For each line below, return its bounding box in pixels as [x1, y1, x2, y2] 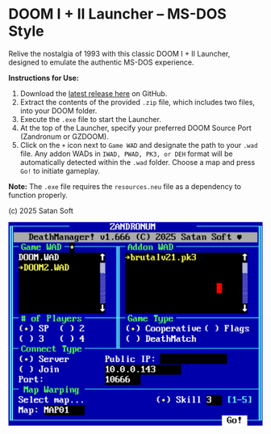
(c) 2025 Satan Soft [8, 205, 74, 215]
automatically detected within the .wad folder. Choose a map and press [19, 157, 256, 166]
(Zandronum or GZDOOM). [19, 131, 109, 141]
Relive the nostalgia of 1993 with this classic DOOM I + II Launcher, [8, 48, 231, 58]
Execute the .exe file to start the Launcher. [19, 114, 161, 124]
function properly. [8, 190, 69, 200]
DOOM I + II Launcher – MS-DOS [8, 5, 227, 23]
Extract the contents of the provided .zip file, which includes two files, [19, 97, 256, 107]
